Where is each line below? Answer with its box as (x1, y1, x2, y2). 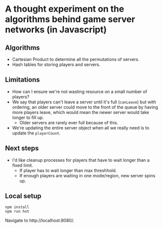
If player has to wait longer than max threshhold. (19, 167, 117, 173)
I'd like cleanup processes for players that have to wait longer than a (12, 157, 150, 163)
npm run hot (5, 209, 29, 214)
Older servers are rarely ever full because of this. (19, 119, 119, 125)
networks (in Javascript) (5, 24, 107, 35)
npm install (5, 205, 29, 210)
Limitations (5, 76, 40, 84)
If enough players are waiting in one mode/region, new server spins (19, 172, 156, 178)
